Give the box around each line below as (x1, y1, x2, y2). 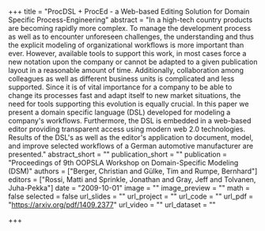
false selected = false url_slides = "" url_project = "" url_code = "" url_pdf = (8, 191, 254, 201)
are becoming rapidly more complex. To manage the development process (8, 24, 252, 32)
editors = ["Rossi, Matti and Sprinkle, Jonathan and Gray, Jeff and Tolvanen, (8, 175, 256, 184)
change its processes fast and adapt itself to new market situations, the (8, 91, 241, 100)
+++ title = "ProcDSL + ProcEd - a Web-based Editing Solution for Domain (8, 7, 250, 16)
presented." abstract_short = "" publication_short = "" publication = (8, 150, 228, 159)
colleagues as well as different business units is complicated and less (8, 74, 235, 83)
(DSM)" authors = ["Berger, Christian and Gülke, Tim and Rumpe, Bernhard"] (8, 166, 258, 176)
